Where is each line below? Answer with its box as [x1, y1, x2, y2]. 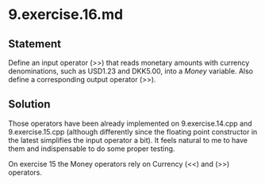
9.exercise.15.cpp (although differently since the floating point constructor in [8, 126, 258, 136]
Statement [8, 37, 62, 51]
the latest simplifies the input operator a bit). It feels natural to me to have [8, 135, 248, 145]
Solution [8, 97, 51, 111]
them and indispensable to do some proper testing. [8, 144, 175, 153]
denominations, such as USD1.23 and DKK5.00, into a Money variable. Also [8, 66, 254, 76]
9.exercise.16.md [8, 6, 124, 24]
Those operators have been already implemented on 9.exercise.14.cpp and [8, 119, 252, 128]
